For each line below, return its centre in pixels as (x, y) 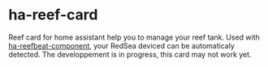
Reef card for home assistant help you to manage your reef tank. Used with (134, 37)
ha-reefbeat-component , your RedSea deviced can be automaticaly (122, 45)
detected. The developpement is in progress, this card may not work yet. (130, 54)
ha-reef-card (53, 15)
